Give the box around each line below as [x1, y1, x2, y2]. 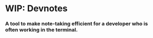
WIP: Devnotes [5, 3, 68, 14]
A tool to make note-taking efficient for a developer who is [5, 20, 148, 27]
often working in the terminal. [5, 26, 78, 33]
